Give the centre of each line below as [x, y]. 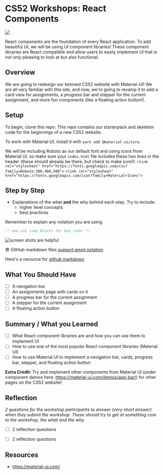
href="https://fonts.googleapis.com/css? [85, 166]
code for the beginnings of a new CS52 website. [54, 132]
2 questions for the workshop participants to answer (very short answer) [79, 410]
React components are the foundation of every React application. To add [78, 41]
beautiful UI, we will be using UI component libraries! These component [77, 46]
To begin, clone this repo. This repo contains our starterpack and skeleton [80, 127]
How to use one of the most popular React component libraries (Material [85, 347]
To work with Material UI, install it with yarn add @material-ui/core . [73, 142]
